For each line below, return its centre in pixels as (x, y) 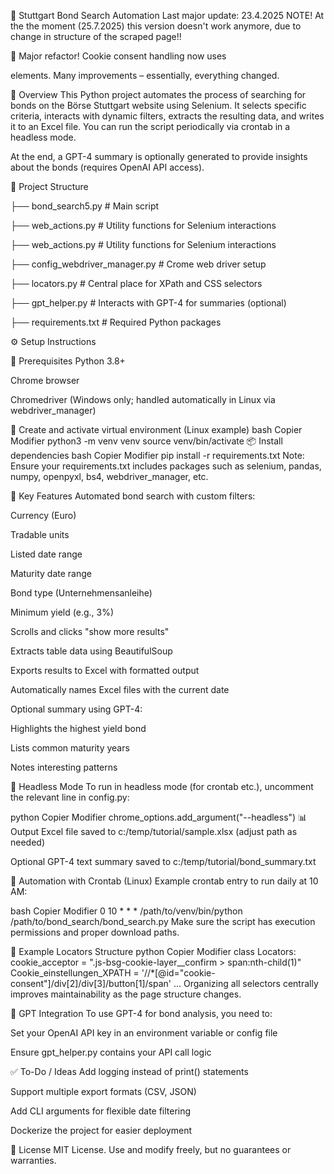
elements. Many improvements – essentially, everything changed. (145, 75)
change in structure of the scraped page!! (96, 36)
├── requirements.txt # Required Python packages (116, 322)
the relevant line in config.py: (70, 797)
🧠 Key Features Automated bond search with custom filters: (133, 496)
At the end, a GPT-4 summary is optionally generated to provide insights (159, 156)
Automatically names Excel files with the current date (120, 689)
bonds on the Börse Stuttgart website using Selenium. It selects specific (158, 105)
